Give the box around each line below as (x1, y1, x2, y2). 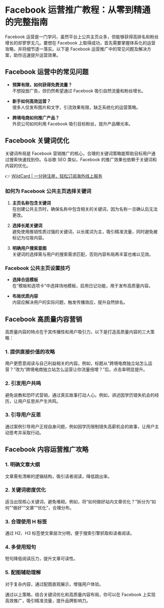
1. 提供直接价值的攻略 (5, 348, 55, 355)
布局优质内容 (12, 293, 38, 299)
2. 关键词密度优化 (5, 487, 46, 494)
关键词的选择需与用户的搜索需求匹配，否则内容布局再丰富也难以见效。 (12, 251, 154, 257)
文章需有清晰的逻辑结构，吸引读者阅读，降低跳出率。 (5, 473, 112, 479)
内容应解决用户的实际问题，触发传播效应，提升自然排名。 (12, 299, 128, 305)
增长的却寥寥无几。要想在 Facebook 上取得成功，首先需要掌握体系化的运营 (5, 40, 156, 45)
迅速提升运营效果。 (21, 52, 61, 58)
